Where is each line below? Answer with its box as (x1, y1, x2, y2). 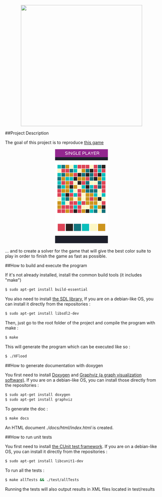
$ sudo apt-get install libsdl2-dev (5, 311, 79, 316)
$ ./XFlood (5, 353, 27, 358)
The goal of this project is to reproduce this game (5, 140, 104, 145)
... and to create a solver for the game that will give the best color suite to (5, 248, 151, 254)
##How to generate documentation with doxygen (5, 362, 103, 368)
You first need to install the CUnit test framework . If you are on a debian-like (5, 444, 157, 449)
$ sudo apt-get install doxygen (5, 392, 70, 397)
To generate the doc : (5, 406, 49, 412)
